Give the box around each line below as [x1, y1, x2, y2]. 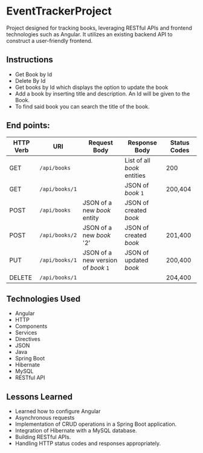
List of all [124, 156, 151, 165]
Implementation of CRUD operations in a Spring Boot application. [14, 420, 177, 428]
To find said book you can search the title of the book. [14, 103, 150, 110]
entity [82, 213, 99, 222]
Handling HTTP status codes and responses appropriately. [14, 440, 161, 447]
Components [14, 322, 48, 330]
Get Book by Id [14, 71, 53, 78]
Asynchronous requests [14, 414, 75, 422]
